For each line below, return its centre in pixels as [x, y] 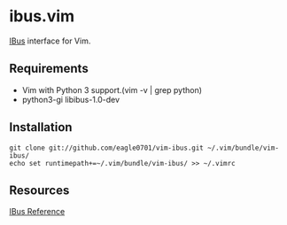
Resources [39, 190]
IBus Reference [37, 212]
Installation [41, 127]
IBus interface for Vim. [50, 41]
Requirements [49, 69]
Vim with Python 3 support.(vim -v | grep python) [112, 89]
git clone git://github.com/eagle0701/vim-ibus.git [106, 148]
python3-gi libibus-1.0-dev [71, 99]
